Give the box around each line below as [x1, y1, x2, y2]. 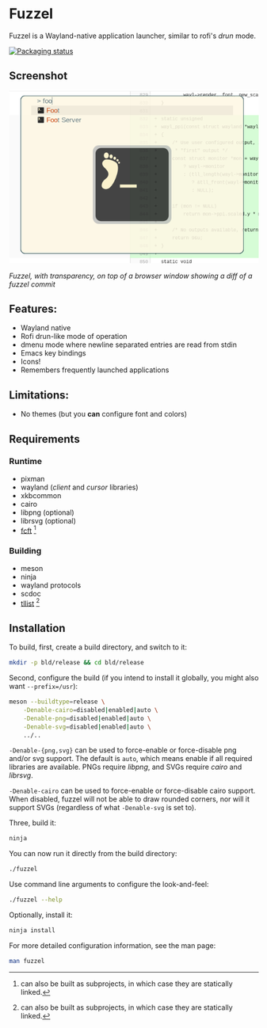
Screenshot [9, 69, 68, 83]
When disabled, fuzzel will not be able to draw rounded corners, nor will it [9, 794, 250, 804]
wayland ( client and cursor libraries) [20, 482, 139, 492]
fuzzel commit [9, 279, 56, 289]
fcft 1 [20, 524, 36, 535]
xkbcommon [20, 490, 62, 500]
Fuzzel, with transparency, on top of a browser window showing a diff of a [9, 271, 253, 280]
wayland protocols [20, 580, 82, 590]
